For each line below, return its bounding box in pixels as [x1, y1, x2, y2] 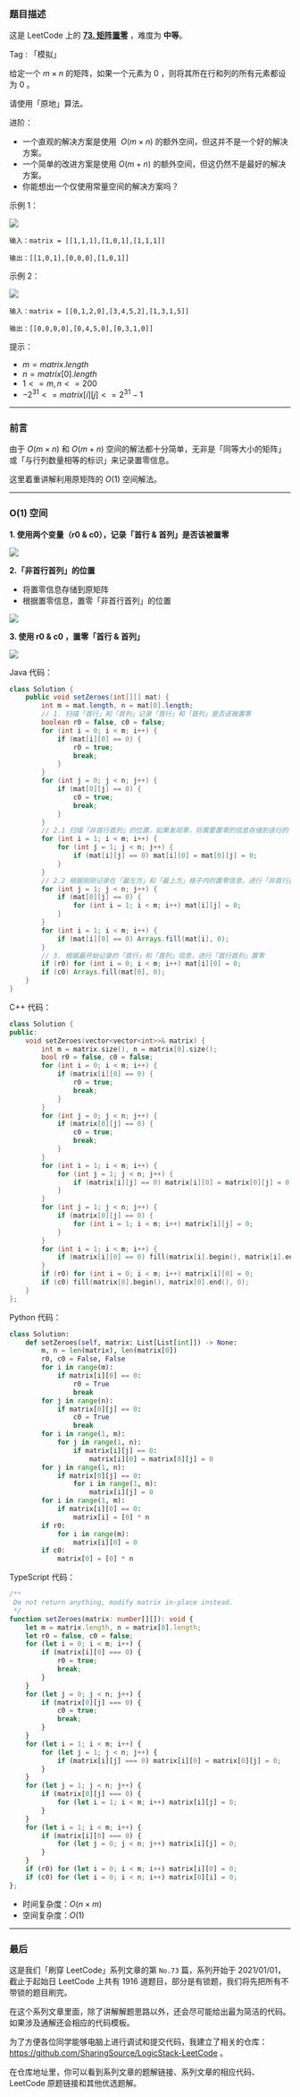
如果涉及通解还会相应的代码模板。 [9, 2017, 135, 2028]
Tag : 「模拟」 [9, 49, 62, 60]
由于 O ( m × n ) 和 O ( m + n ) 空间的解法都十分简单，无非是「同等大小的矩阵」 [9, 443, 287, 454]
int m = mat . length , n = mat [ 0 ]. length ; [41, 701, 194, 710]
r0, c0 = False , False [41, 1354, 126, 1363]
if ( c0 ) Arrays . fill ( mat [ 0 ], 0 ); [41, 967, 166, 977]
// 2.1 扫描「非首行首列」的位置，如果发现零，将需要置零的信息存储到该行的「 [41, 826, 296, 835]
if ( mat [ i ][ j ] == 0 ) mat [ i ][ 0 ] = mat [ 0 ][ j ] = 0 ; [72, 851, 258, 861]
